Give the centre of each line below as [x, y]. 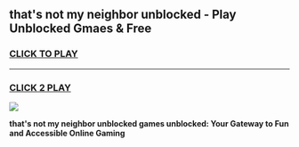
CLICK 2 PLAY [40, 87]
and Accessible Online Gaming [67, 133]
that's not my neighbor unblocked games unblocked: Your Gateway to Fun [149, 123]
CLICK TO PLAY [44, 54]
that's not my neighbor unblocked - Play [123, 15]
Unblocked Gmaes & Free [81, 29]
